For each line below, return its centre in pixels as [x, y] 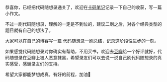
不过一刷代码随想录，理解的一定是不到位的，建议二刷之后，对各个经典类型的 [83, 24]
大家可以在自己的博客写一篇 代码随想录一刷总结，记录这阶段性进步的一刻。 [82, 41]
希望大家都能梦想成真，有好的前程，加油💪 [48, 74]
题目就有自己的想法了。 [29, 30]
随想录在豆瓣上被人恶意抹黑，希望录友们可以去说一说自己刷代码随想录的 [83, 58]
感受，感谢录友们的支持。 [36, 64]
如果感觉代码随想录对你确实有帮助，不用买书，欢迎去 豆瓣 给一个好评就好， [81, 51]
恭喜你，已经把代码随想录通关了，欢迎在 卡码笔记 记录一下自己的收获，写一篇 [83, 7]
